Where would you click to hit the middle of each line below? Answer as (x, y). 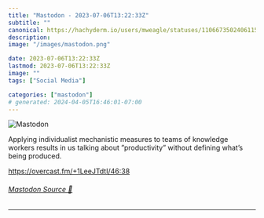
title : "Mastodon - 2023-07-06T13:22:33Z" (79, 15)
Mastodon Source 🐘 (40, 189)
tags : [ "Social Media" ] (47, 80)
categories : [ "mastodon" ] (50, 95)
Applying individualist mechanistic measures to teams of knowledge (118, 140)
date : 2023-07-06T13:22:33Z (54, 59)
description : (29, 37)
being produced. (35, 156)
